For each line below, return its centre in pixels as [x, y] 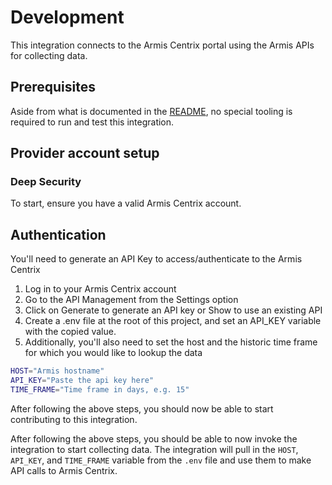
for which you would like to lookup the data [113, 353]
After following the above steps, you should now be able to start [142, 408]
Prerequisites [53, 87]
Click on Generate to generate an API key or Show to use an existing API [173, 310]
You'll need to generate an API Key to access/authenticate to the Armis [156, 259]
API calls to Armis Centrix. [64, 470]
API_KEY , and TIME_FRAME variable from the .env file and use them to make [161, 460]
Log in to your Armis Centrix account [100, 289]
